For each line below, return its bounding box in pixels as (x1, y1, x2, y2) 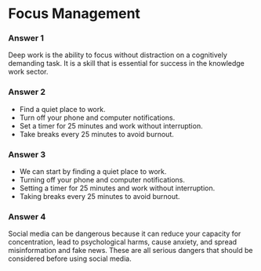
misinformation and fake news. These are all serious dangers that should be (8, 246, 253, 255)
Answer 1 (8, 33, 45, 44)
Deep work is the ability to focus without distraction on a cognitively (8, 50, 227, 60)
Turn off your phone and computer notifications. (19, 113, 176, 122)
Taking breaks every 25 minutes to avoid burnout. (19, 192, 180, 201)
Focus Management (8, 5, 141, 23)
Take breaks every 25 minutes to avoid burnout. (19, 129, 174, 139)
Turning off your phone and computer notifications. (19, 175, 186, 185)
